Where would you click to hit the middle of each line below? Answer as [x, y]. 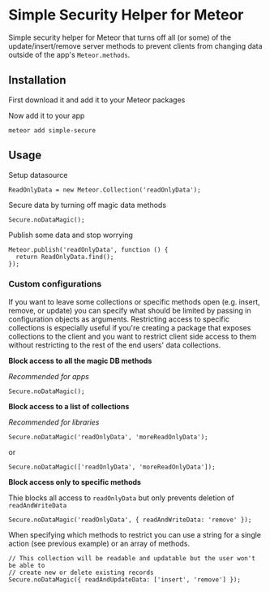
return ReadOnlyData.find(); [65, 257]
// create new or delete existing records [81, 573]
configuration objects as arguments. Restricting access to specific [119, 319]
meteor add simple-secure [52, 130]
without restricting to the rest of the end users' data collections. [115, 345]
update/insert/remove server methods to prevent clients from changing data [135, 45]
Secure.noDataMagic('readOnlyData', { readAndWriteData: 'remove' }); [130, 520]
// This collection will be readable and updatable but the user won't [132, 558]
